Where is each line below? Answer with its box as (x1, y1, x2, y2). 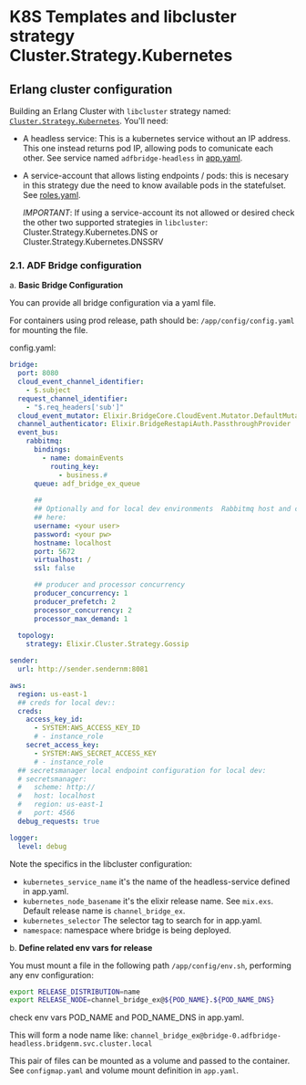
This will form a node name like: (9, 1029, 129, 1041)
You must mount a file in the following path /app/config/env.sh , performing (9, 960, 291, 971)
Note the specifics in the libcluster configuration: (9, 858, 193, 869)
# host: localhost (17, 791, 96, 800)
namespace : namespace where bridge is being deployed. (22, 924, 232, 935)
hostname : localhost (33, 538, 112, 548)
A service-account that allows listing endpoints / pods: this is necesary (22, 171, 290, 181)
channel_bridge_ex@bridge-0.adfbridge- (130, 1031, 282, 1041)
